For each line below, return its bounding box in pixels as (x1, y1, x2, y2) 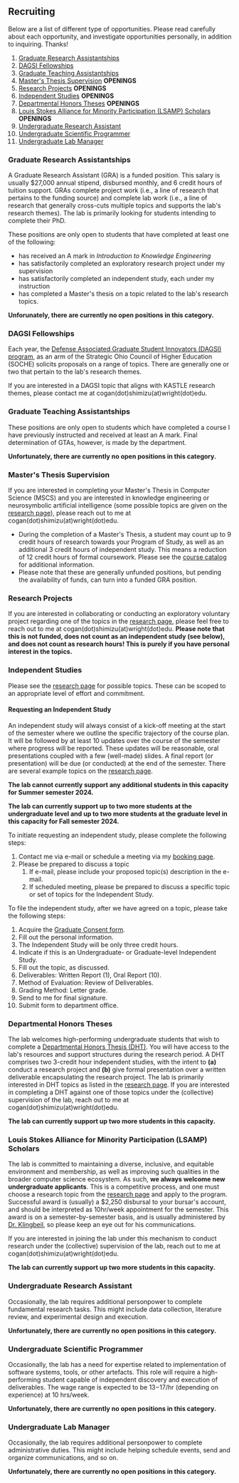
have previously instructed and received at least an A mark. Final (8, 431, 198, 439)
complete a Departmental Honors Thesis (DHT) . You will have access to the (8, 1042, 230, 1051)
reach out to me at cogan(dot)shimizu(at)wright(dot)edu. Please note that (8, 625, 225, 633)
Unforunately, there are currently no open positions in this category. (8, 311, 214, 319)
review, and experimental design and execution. (8, 1312, 148, 1321)
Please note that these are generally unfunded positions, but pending (18, 568, 222, 576)
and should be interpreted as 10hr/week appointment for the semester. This (8, 1205, 229, 1214)
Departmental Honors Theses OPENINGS (18, 99, 139, 108)
